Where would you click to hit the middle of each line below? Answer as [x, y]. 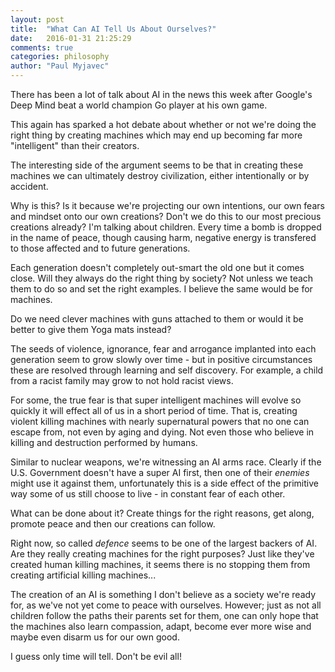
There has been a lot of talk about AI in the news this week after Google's [161, 94]
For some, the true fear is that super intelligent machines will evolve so [156, 400]
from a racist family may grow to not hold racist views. [122, 380]
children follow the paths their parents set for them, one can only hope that [164, 615]
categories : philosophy [60, 57]
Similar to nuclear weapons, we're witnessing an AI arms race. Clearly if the [166, 462]
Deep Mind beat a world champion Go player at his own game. [139, 105]
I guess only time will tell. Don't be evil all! [96, 656]
